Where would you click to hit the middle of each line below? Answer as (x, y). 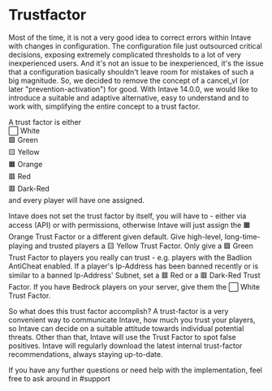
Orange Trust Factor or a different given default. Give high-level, (116, 236)
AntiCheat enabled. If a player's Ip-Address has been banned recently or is (134, 266)
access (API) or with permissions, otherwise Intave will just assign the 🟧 (130, 225)
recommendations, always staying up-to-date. (86, 354)
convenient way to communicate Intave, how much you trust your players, (132, 320)
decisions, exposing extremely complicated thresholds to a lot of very (125, 54)
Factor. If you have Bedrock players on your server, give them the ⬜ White (134, 286)
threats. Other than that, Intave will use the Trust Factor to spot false (123, 337)
